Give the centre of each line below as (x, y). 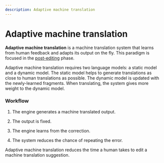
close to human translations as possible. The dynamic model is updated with (82, 78)
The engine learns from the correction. (51, 131)
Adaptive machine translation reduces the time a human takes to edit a (76, 150)
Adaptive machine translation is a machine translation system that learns (80, 48)
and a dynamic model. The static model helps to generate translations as (78, 73)
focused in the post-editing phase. (40, 58)
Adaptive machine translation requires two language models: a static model (81, 67)
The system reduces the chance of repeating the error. (68, 140)
